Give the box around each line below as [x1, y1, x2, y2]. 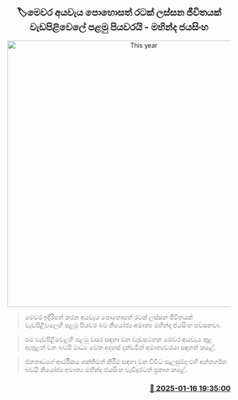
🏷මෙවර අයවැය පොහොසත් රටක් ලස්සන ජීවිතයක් [16, 6, 222, 18]
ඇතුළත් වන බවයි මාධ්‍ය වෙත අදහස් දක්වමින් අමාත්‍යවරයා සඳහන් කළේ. [24, 342, 216, 351]
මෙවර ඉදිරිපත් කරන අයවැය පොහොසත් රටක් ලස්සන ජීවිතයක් [24, 313, 193, 321]
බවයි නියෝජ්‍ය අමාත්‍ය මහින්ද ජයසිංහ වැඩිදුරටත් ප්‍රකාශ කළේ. [24, 365, 188, 374]
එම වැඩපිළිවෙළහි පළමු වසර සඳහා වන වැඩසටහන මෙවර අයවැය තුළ [24, 335, 213, 343]
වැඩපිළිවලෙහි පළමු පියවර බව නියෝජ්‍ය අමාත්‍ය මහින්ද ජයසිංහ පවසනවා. [24, 320, 221, 329]
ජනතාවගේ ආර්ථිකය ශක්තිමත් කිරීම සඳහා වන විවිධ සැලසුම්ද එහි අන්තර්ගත [24, 357, 227, 365]
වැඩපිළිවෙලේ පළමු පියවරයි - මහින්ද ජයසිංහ [29, 21, 209, 33]
